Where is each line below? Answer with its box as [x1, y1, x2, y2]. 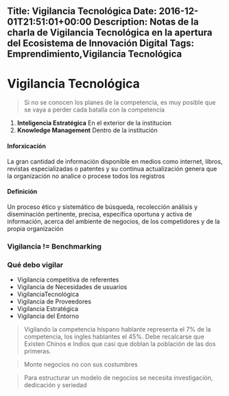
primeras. [23, 347, 51, 355]
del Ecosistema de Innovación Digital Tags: [7, 38, 194, 49]
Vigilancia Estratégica [16, 304, 79, 312]
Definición [7, 188, 38, 196]
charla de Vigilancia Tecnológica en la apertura [7, 27, 213, 38]
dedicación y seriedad [23, 380, 87, 389]
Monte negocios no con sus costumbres [23, 360, 138, 369]
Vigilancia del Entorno [16, 312, 80, 320]
